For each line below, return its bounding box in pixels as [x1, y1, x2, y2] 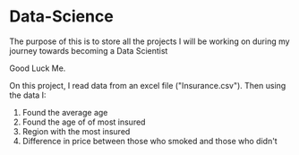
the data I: [9, 90, 47, 100]
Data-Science [9, 6, 114, 27]
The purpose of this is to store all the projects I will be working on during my [9, 36, 290, 47]
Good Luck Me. [9, 63, 66, 73]
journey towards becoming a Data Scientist [9, 45, 168, 56]
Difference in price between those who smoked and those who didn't [21, 135, 278, 146]
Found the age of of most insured [21, 116, 146, 127]
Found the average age [21, 107, 108, 117]
